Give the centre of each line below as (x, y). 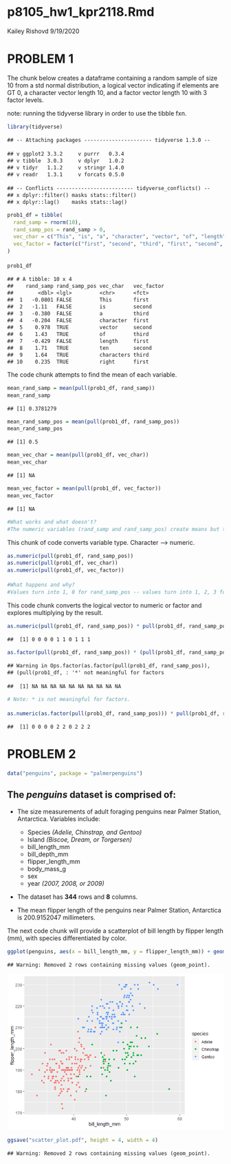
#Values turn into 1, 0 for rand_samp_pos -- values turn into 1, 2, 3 (112, 592)
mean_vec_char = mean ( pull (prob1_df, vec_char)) (78, 455)
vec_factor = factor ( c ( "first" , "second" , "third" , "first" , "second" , (118, 244)
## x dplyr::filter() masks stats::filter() (72, 195)
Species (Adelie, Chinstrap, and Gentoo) (85, 832)
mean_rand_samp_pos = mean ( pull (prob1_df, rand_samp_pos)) (93, 422)
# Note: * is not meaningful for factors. (69, 699)
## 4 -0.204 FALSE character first (78, 320)
